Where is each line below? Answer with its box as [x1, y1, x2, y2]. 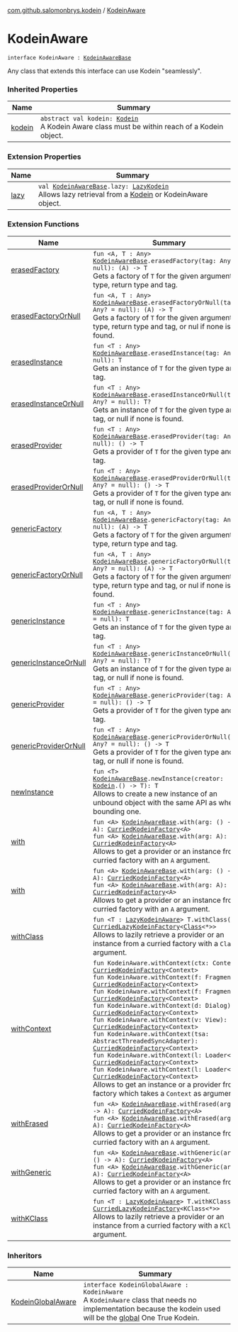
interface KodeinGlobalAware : [83, 1281, 189, 1289]
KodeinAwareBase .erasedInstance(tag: [93, 349, 220, 357]
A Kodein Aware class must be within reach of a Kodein [40, 122, 224, 132]
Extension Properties [7, 152, 81, 162]
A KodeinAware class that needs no [83, 1295, 197, 1305]
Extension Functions [7, 219, 79, 229]
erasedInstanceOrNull [11, 399, 84, 409]
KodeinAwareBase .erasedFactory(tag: [93, 257, 217, 265]
